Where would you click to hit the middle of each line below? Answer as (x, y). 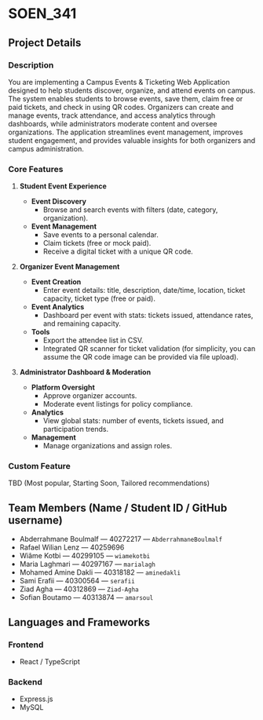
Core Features (36, 169)
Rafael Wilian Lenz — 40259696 (72, 547)
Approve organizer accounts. (90, 396)
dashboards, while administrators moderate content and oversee (113, 123)
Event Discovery (58, 202)
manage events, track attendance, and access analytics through (112, 115)
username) (35, 520)
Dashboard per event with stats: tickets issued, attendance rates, (148, 316)
